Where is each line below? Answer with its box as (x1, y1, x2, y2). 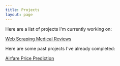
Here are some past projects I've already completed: (5, 45, 115, 51)
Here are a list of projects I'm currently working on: (5, 26, 112, 32)
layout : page (5, 12, 33, 17)
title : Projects (5, 7, 40, 13)
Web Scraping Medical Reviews (5, 36, 72, 42)
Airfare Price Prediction (5, 55, 54, 61)
